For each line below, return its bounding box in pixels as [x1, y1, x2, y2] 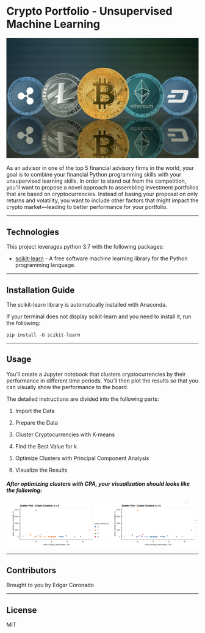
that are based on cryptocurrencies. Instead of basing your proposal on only [6, 191, 198, 198]
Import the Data [15, 407, 55, 414]
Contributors [6, 565, 57, 576]
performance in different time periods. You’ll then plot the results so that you [6, 377, 198, 384]
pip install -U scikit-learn [6, 332, 81, 338]
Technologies [6, 227, 60, 237]
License [6, 605, 37, 615]
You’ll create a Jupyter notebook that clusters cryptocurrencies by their [6, 370, 186, 378]
